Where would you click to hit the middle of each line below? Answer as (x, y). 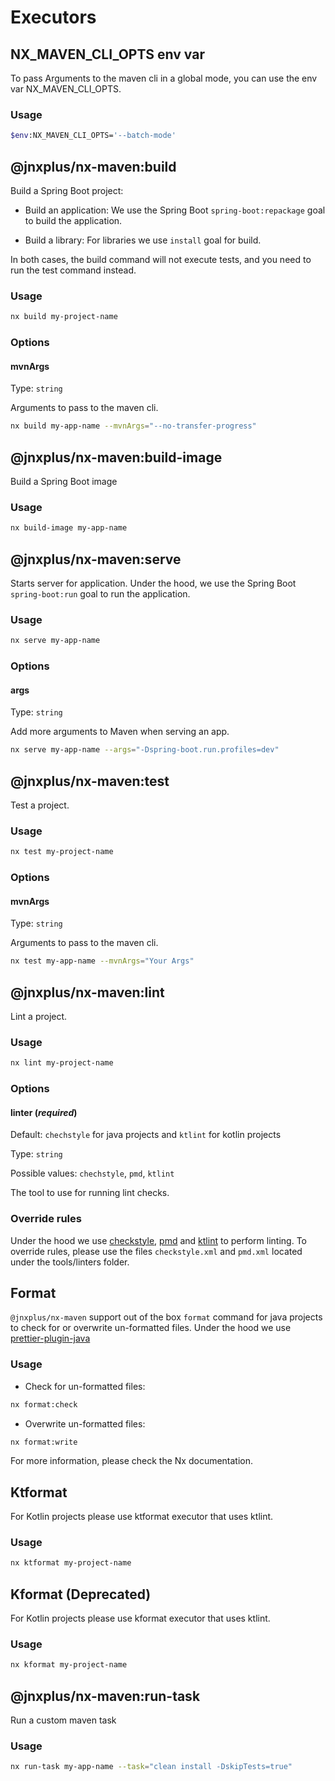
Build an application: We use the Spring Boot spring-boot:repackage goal (175, 210)
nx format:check (44, 1404)
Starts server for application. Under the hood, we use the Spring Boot (153, 583)
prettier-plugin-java (50, 1338)
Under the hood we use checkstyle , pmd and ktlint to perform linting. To (158, 1240)
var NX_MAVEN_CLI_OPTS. (66, 89)
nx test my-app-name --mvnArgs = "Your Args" (102, 961)
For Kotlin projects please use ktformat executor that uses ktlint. (142, 1517)
